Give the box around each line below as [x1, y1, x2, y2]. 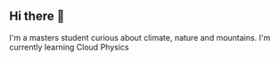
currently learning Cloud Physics [9, 42, 129, 52]
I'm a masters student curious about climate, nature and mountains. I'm [9, 32, 271, 42]
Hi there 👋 [9, 9, 65, 24]
